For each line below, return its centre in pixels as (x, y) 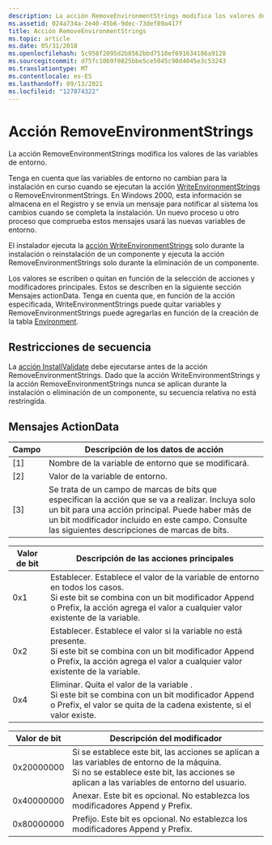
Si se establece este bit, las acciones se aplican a (166, 752)
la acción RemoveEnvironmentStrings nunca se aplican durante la (118, 384)
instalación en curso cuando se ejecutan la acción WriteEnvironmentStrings (134, 187)
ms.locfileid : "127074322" (54, 91)
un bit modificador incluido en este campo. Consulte (148, 520)
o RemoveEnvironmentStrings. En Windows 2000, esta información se (125, 195)
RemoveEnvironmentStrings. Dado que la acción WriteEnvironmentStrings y (134, 375)
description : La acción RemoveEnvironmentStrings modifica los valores (132, 16)
